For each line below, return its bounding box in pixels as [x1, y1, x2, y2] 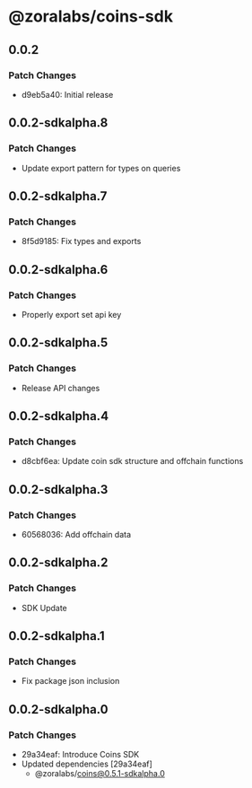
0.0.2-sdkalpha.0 [8, 702, 109, 717]
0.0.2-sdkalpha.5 [8, 335, 109, 351]
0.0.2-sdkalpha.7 [8, 188, 108, 204]
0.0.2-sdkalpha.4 [8, 408, 109, 424]
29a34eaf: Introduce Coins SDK [21, 749, 140, 760]
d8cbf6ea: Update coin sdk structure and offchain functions [21, 456, 244, 467]
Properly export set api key [21, 309, 122, 320]
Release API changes [21, 382, 100, 393]
